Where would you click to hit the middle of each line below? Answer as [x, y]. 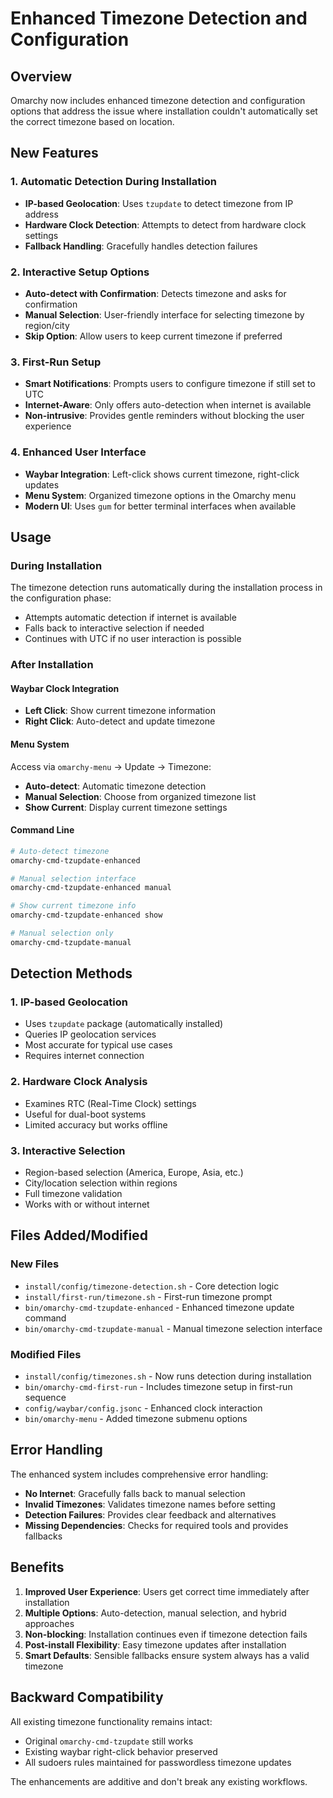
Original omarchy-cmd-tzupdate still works [109, 1741]
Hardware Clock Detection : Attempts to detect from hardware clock [165, 224]
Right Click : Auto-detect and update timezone [120, 721]
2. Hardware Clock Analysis [79, 1082]
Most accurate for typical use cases [98, 1045]
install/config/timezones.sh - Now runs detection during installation [168, 1376]
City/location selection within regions [101, 1183]
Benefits [37, 1567]
